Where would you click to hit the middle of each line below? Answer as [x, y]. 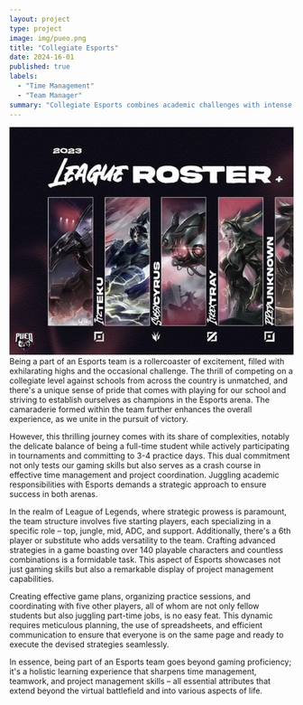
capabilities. [32, 578]
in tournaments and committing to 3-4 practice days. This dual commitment [150, 456]
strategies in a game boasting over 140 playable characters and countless [147, 550]
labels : [24, 77]
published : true [40, 67]
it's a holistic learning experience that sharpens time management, [133, 671]
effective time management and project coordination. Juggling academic [144, 475]
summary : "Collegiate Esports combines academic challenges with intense [151, 105]
